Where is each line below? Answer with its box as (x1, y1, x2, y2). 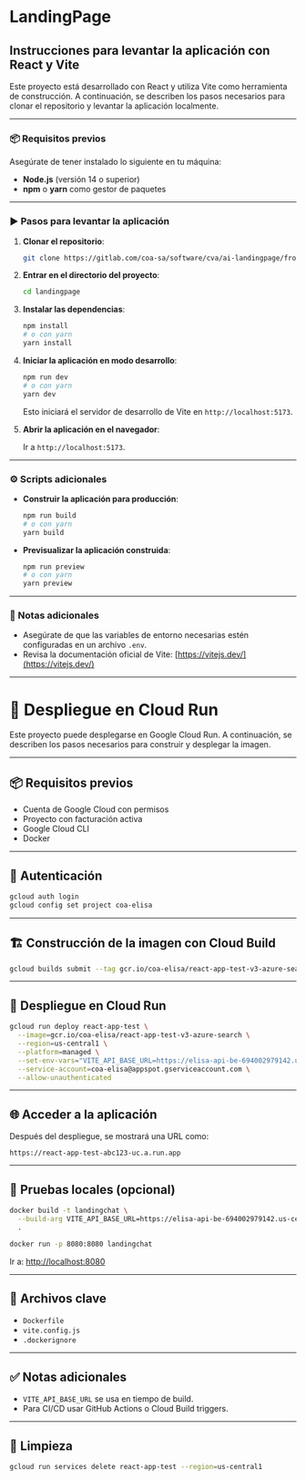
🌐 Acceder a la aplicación (9, 1106, 158, 1122)
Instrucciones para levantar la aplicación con (9, 43, 270, 58)
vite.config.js (22, 1326, 81, 1336)
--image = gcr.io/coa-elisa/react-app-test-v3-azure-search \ (17, 1031, 250, 1040)
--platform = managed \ (17, 1047, 100, 1056)
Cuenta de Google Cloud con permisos (22, 804, 169, 815)
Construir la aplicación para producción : (22, 493, 179, 504)
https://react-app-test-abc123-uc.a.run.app (9, 1148, 181, 1158)
